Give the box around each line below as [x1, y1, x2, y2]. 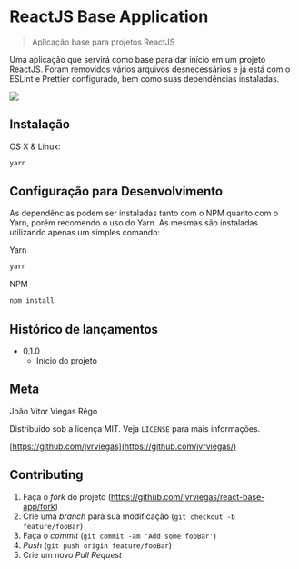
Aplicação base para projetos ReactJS [31, 36, 175, 47]
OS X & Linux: [9, 141, 61, 152]
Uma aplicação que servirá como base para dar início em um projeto [9, 54, 266, 65]
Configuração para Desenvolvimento [9, 184, 224, 199]
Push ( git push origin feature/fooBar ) [22, 539, 173, 551]
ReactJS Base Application [9, 6, 209, 27]
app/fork [22, 501, 56, 512]
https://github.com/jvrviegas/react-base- [110, 491, 265, 502]
